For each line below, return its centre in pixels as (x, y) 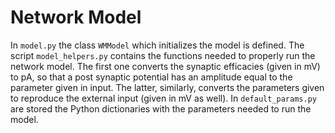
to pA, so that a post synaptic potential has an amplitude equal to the (151, 77)
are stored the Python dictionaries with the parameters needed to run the (161, 108)
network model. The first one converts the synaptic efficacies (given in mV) (165, 66)
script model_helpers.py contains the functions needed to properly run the (163, 55)
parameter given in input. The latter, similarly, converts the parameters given (167, 87)
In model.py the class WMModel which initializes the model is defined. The (157, 45)
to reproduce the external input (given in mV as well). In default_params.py (163, 98)
